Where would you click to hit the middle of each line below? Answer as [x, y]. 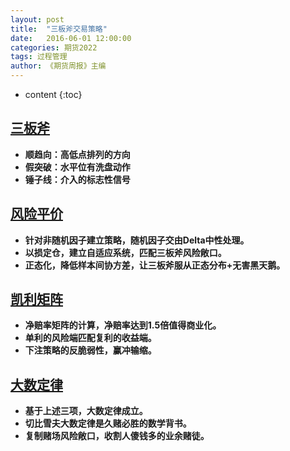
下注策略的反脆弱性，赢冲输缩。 [90, 350]
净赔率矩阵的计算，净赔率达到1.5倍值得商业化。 [123, 325]
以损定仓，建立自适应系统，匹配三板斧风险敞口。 [125, 252]
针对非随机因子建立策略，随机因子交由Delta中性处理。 [137, 240]
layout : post [37, 19]
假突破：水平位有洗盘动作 [77, 167]
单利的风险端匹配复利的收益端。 [90, 338]
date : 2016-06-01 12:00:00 [71, 38]
